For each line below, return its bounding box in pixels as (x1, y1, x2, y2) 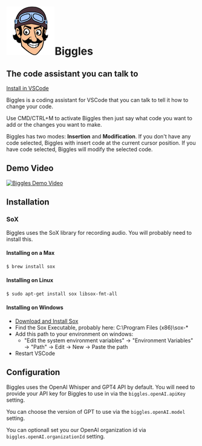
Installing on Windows (6, 304, 64, 311)
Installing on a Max (6, 249, 55, 257)
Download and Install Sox (15, 317, 79, 325)
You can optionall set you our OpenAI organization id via (6, 426, 146, 433)
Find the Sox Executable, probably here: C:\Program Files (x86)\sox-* (15, 323, 189, 331)
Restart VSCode (15, 350, 56, 357)
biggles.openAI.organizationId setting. (6, 433, 105, 440)
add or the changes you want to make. (6, 121, 102, 128)
